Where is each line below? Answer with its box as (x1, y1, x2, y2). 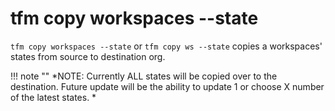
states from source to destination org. (10, 50, 166, 62)
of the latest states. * (10, 91, 97, 103)
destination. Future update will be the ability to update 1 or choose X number (10, 80, 325, 92)
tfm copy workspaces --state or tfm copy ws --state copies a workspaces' (10, 40, 323, 52)
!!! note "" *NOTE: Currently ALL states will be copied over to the (10, 70, 278, 82)
